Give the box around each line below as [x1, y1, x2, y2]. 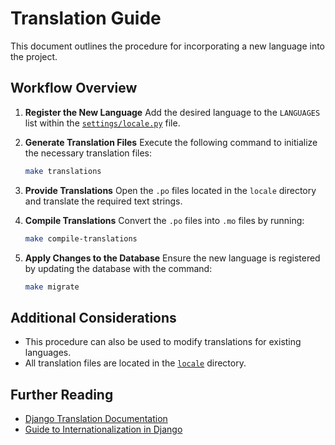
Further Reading [10, 386, 114, 403]
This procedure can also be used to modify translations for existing [24, 336, 302, 348]
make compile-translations [24, 233, 138, 244]
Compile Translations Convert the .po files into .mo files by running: [24, 214, 305, 226]
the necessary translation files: [24, 147, 153, 159]
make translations [24, 166, 102, 176]
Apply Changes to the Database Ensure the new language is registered [24, 252, 321, 264]
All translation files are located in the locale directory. [24, 357, 247, 369]
